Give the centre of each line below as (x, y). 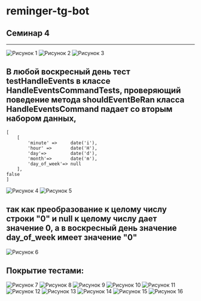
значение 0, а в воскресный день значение (92, 228)
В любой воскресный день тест (68, 72)
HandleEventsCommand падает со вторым (89, 109)
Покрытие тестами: (45, 271)
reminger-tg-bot (48, 11)
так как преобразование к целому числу (87, 210)
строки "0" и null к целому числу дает (82, 219)
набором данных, (41, 119)
